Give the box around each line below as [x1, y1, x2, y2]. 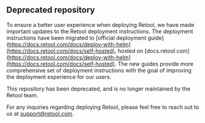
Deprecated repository [6, 5, 95, 15]
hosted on [117, 47, 144, 54]
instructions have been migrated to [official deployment [6, 34, 147, 42]
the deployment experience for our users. [6, 73, 112, 80]
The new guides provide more [117, 60, 194, 67]
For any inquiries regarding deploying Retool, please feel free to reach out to [6, 103, 199, 111]
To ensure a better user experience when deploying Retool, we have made [6, 21, 195, 28]
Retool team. [6, 91, 39, 99]
